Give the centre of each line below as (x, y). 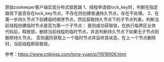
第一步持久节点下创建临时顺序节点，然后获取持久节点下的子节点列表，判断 (80, 19)
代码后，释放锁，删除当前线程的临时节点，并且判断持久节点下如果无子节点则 (82, 31)
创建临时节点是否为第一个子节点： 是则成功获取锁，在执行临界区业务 (87, 25)
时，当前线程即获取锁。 (29, 44)
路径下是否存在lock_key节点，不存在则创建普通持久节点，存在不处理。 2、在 (82, 13)
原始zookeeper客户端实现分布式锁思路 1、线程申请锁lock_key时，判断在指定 (82, 7)
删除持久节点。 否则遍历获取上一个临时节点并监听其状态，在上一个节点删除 (81, 38)
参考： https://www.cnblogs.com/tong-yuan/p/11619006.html (66, 54)
